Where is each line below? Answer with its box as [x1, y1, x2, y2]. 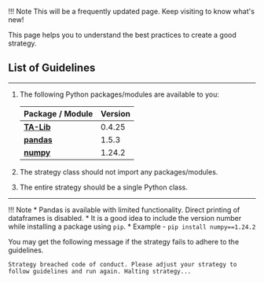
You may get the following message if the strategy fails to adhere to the [8, 237, 240, 246]
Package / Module [23, 108, 93, 119]
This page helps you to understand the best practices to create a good [8, 31, 237, 39]
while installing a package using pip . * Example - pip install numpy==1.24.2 [8, 222, 256, 231]
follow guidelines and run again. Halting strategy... [8, 267, 192, 275]
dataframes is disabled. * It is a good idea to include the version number [8, 213, 242, 222]
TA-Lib [23, 121, 51, 132]
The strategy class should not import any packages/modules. [19, 167, 218, 176]
